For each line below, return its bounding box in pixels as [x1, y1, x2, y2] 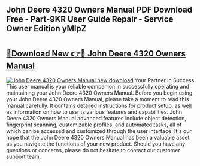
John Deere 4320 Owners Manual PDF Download [6, 5, 193, 15]
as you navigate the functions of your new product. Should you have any [6, 140, 186, 147]
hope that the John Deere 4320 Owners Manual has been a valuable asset [6, 134, 190, 141]
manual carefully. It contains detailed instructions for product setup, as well [6, 102, 192, 109]
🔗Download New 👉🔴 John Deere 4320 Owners [6, 48, 186, 59]
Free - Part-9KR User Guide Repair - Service [6, 14, 174, 25]
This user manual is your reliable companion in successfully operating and [6, 83, 190, 90]
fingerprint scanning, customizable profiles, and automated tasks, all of [6, 121, 182, 128]
